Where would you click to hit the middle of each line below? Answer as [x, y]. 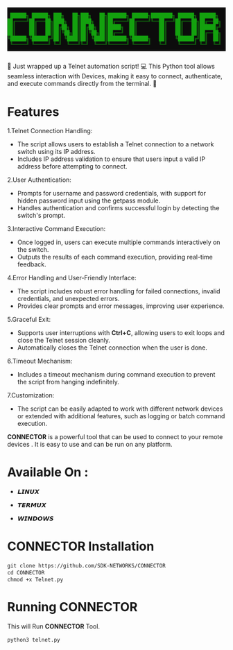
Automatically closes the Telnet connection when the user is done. [112, 348]
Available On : [48, 472]
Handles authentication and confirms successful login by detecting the [118, 208]
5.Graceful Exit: [29, 320]
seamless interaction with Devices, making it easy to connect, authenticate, [115, 76]
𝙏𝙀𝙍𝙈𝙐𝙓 [32, 505]
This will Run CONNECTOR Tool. [54, 626]
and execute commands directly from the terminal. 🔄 [82, 84]
